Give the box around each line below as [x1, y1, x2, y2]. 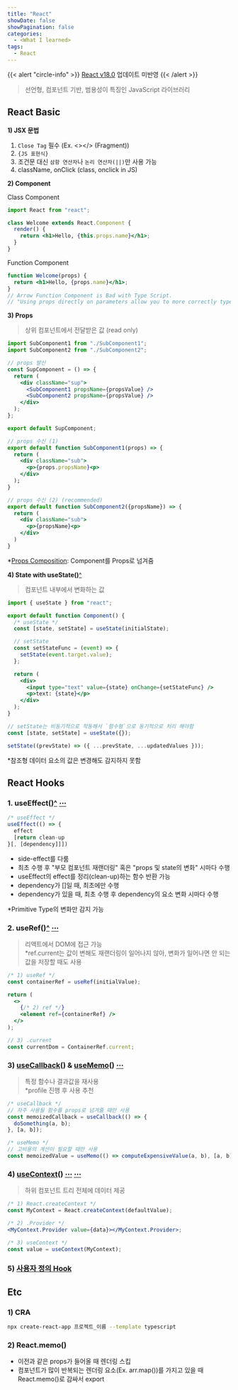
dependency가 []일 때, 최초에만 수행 [17, 881, 120, 889]
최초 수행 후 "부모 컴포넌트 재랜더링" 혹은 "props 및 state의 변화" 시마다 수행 [17, 863, 230, 871]
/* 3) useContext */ [7, 1239, 69, 1246]
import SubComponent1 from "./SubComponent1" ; [7, 340, 147, 347]
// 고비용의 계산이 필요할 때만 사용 [7, 1146, 98, 1153]
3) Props [7, 311, 33, 320]
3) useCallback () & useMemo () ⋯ [7, 1060, 124, 1070]
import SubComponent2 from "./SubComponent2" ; [7, 346, 147, 354]
